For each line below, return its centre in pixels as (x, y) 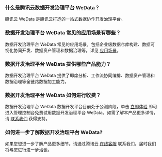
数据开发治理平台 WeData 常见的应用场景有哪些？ (63, 33)
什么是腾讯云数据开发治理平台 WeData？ (53, 7)
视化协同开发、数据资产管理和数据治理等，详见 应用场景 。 (63, 50)
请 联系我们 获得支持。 (27, 119)
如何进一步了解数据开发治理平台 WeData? (54, 132)
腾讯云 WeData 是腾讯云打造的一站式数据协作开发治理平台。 (65, 19)
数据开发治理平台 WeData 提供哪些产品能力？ (58, 64)
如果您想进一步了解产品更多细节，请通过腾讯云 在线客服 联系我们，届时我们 (81, 144)
